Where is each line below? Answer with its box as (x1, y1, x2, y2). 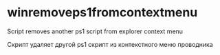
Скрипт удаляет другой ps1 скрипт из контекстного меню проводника (7, 40, 213, 48)
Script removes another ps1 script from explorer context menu (7, 27, 184, 35)
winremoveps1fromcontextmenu (7, 5, 198, 20)
